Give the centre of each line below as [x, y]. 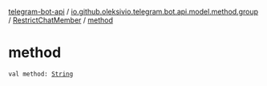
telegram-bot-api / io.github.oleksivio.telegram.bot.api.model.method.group [133, 12]
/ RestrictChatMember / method [61, 20]
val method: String [41, 74]
